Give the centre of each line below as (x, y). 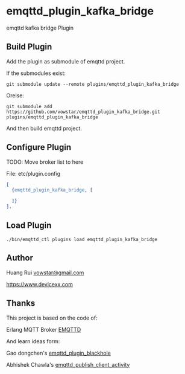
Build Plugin (29, 47)
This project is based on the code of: (52, 318)
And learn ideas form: (33, 341)
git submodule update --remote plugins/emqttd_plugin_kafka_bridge (93, 84)
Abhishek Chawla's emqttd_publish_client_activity (68, 364)
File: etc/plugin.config (33, 173)
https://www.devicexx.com (40, 284)
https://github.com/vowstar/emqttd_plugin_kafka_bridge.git (83, 112)
